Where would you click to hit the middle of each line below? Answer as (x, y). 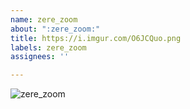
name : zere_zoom (44, 19)
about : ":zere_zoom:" (55, 29)
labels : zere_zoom (48, 47)
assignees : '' (40, 57)
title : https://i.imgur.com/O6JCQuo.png (96, 38)
